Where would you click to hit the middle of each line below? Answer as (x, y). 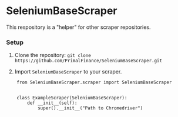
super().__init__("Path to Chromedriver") (90, 108)
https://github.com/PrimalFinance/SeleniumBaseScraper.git (88, 61)
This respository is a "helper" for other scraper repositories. (78, 27)
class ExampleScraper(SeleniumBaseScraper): (72, 98)
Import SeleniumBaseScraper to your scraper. (68, 72)
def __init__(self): (52, 103)
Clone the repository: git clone (53, 55)
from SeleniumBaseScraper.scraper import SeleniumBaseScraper (94, 83)
